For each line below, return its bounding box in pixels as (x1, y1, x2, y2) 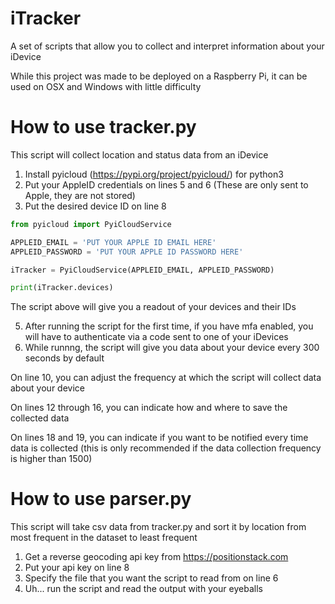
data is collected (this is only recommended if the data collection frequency (10, 442, 322, 454)
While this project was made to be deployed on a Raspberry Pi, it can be (10, 70, 308, 82)
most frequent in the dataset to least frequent (10, 532, 198, 544)
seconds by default (24, 352, 105, 364)
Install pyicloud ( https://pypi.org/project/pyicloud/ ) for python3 (24, 168, 284, 180)
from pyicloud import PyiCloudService (10, 219, 172, 229)
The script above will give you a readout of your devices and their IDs (10, 301, 297, 313)
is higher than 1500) (10, 453, 93, 465)
